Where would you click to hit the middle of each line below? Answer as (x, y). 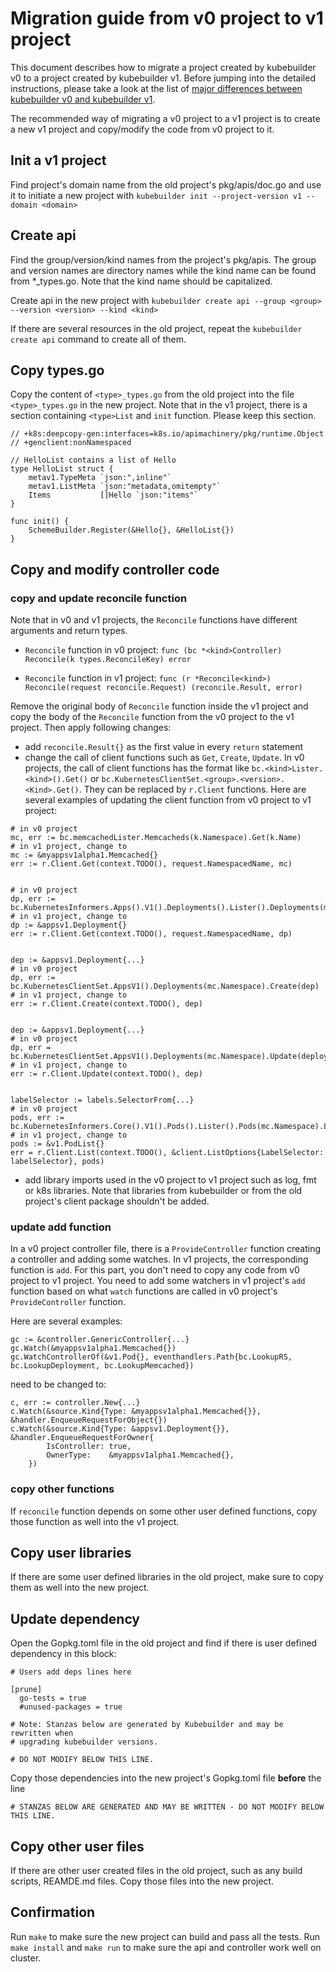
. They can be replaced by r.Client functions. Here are (192, 789)
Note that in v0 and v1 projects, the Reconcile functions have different (154, 620)
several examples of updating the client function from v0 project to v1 (168, 800)
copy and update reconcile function (99, 598)
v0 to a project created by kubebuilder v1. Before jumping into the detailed (163, 78)
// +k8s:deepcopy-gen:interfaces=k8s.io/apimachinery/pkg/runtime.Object (167, 434)
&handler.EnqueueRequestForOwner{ (82, 1438)
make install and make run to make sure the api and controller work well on (166, 1947)
